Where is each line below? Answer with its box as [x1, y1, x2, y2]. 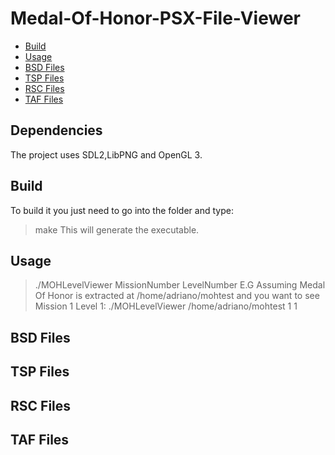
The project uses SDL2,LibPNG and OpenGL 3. [10, 148, 203, 161]
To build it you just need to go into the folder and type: [10, 204, 234, 216]
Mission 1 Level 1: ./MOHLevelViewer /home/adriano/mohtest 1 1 [34, 300, 298, 312]
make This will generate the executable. [34, 223, 200, 236]
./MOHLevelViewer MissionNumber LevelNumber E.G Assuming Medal [34, 279, 326, 291]
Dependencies [10, 122, 103, 139]
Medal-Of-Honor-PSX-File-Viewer [10, 7, 301, 30]
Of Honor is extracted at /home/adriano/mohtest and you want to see [34, 290, 320, 302]
